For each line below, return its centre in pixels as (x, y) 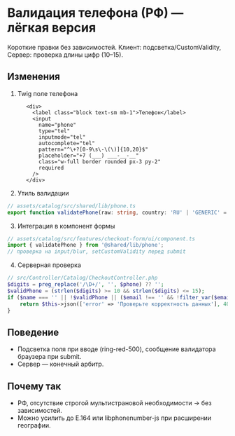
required (51, 168)
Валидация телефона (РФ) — (95, 13)
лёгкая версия (52, 28)
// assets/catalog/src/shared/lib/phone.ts (72, 206)
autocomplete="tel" (67, 143)
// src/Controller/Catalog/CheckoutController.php (83, 278)
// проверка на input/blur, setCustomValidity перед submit (97, 252)
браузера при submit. (49, 357)
